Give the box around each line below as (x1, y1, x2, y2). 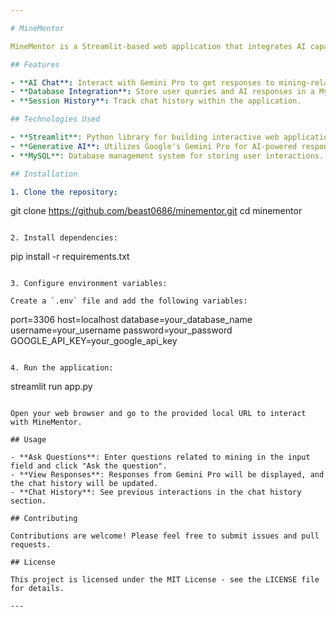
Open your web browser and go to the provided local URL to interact (10, 409, 307, 419)
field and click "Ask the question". (10, 461, 168, 471)
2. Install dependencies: (10, 233, 118, 243)
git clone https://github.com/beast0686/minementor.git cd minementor (10, 205, 303, 217)
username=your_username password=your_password (10, 324, 233, 336)
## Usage (10, 435, 47, 445)
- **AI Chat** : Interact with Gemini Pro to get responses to (10, 77, 275, 88)
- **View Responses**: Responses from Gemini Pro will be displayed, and (10, 470, 325, 480)
